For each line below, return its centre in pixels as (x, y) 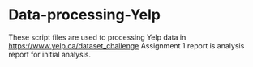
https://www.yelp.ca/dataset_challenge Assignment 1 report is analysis (126, 45)
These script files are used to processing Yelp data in (97, 37)
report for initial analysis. (50, 54)
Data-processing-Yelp (84, 15)
